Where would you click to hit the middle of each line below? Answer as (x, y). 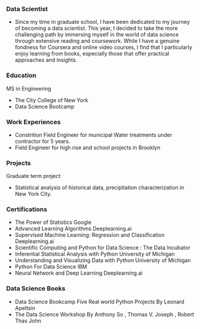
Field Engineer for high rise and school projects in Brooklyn (87, 147)
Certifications (27, 210)
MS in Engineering (29, 88)
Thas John (28, 321)
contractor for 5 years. (42, 141)
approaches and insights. (46, 60)
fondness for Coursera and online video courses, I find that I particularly (104, 47)
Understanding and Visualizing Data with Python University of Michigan (103, 260)
